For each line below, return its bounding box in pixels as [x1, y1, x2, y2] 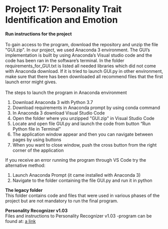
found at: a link [5, 218, 36, 224]
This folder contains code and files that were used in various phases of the [5, 192, 160, 198]
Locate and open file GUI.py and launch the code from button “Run [12, 121, 151, 127]
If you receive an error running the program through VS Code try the [5, 157, 146, 163]
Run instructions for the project [5, 31, 72, 37]
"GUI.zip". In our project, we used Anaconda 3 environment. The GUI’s [5, 47, 150, 53]
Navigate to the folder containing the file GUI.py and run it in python [12, 177, 153, 183]
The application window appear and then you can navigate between [12, 131, 153, 137]
